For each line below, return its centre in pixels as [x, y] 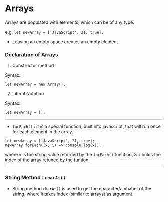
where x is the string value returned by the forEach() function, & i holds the [83, 155]
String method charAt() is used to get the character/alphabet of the [82, 188]
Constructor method [33, 66]
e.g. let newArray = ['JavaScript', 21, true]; [54, 32]
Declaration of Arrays [32, 54]
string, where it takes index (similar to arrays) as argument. [73, 194]
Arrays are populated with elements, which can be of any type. [70, 22]
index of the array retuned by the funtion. [47, 160]
